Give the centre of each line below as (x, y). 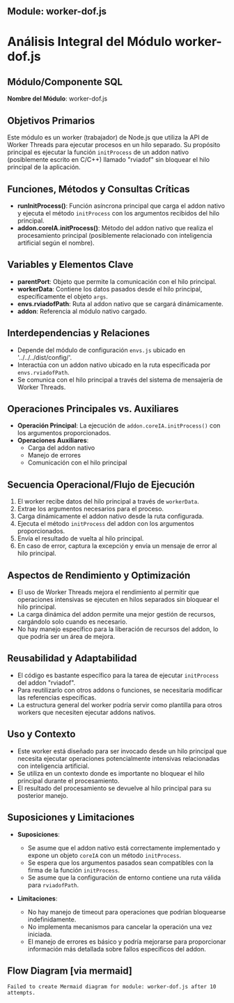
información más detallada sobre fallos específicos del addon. (117, 949)
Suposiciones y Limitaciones (71, 818)
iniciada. (40, 934)
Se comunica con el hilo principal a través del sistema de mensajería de (120, 379)
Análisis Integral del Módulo (90, 42)
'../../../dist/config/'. (44, 357)
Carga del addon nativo (61, 448)
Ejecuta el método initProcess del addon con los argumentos (106, 524)
